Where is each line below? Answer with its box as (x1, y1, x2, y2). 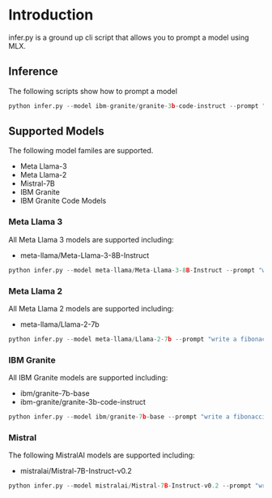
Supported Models (8, 124, 104, 139)
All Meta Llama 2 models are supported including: (8, 303, 174, 313)
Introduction (8, 6, 94, 24)
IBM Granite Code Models (19, 196, 107, 206)
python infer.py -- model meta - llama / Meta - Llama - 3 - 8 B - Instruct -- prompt (8, 266, 255, 274)
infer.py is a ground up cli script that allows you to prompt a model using (8, 32, 249, 42)
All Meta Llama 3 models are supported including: (8, 234, 174, 244)
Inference (8, 65, 58, 79)
